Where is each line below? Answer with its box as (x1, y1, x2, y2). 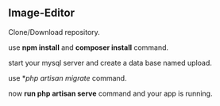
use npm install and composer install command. (8, 43, 169, 52)
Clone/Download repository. (8, 27, 101, 36)
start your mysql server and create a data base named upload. (8, 58, 213, 67)
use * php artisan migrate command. (8, 73, 127, 82)
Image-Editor (8, 6, 75, 20)
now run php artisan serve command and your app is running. (8, 89, 213, 98)
